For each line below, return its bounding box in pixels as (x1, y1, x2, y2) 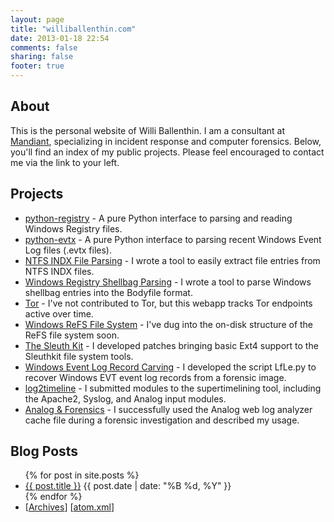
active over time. (24, 307, 94, 320)
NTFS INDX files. (24, 265, 95, 277)
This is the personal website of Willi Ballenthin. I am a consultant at (10, 124, 285, 136)
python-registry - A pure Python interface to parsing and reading (24, 212, 293, 224)
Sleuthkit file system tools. (24, 350, 134, 362)
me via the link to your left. (10, 156, 120, 168)
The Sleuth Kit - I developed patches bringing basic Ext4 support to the (24, 339, 319, 351)
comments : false (10, 42, 78, 53)
